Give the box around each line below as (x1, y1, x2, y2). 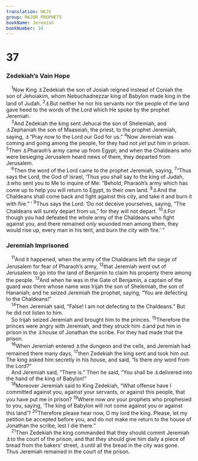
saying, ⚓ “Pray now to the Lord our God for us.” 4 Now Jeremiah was (6, 132, 174, 140)
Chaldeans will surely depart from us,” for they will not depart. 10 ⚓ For (6, 206, 176, 215)
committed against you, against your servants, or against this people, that (6, 389, 185, 396)
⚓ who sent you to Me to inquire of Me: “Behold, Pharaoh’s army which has (6, 179, 188, 187)
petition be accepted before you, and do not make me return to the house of (6, 415, 192, 422)
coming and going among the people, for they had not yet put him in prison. (6, 140, 190, 147)
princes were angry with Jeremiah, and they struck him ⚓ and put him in (6, 322, 181, 329)
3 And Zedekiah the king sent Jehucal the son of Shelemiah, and (11, 119, 167, 127)
